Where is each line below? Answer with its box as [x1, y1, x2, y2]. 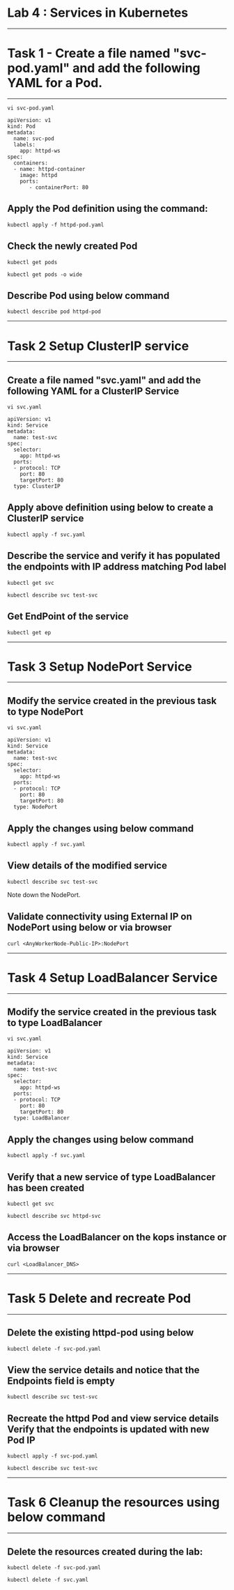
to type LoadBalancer [7, 1017, 102, 1029]
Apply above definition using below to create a [7, 502, 214, 514]
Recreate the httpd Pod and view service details [7, 1412, 219, 1424]
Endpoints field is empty [7, 1375, 115, 1387]
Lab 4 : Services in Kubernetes [7, 5, 189, 21]
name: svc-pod [13, 135, 54, 142]
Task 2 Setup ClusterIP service [7, 338, 189, 353]
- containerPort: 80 [29, 183, 89, 191]
